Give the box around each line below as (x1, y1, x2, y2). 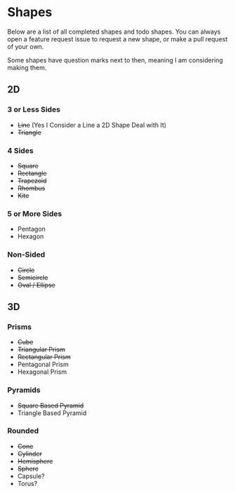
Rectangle (17, 169, 47, 177)
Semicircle (17, 273, 48, 281)
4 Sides (7, 145, 34, 155)
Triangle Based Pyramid (17, 408, 87, 417)
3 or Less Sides (7, 104, 61, 114)
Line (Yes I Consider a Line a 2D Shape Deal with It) (17, 121, 167, 129)
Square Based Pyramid (17, 401, 84, 410)
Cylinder (17, 450, 43, 458)
